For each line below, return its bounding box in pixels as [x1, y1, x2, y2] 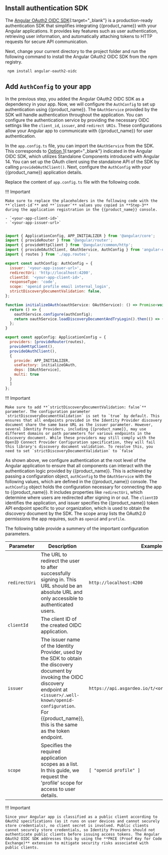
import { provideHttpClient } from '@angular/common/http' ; [5, 243, 133, 248]
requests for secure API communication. [5, 39, 88, 45]
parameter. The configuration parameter [5, 409, 91, 414]
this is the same [40, 721, 78, 728]
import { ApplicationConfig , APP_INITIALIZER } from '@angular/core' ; [5, 233, 155, 238]
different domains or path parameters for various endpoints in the [5, 431, 151, 436]
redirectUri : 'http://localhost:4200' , [9, 270, 93, 275]
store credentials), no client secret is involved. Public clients [5, 823, 149, 828]
